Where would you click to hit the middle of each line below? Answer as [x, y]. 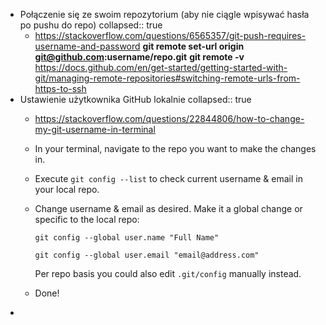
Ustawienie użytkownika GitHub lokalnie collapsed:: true [135, 99]
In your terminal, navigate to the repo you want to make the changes [175, 148]
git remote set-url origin [193, 46]
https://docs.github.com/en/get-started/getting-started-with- [161, 67]
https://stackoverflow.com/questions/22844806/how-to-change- [169, 118]
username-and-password [87, 46]
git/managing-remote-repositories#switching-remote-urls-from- [167, 78]
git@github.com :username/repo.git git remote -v [139, 57]
